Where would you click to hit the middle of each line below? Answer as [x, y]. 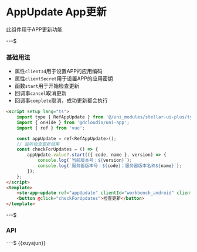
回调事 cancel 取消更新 [40, 93]
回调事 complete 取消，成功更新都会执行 [61, 101]
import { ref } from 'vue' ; [51, 128]
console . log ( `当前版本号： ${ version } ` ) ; [85, 161]
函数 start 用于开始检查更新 [47, 86]
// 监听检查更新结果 [38, 144]
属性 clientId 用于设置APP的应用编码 [58, 71]
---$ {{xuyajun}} [26, 243]
